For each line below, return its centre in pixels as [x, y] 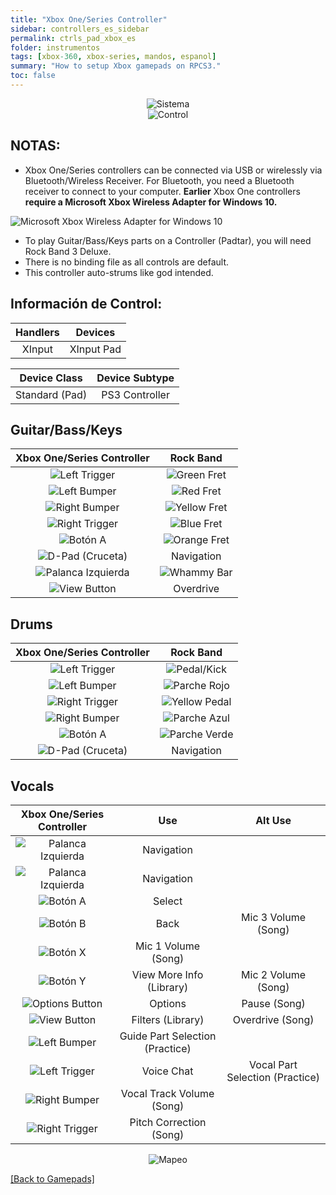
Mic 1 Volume [168, 946]
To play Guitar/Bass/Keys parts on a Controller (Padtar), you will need [168, 240]
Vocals [32, 786]
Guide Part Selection [168, 1036]
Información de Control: [86, 304]
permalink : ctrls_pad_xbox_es [73, 38]
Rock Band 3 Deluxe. [68, 251]
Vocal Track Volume [167, 1093]
